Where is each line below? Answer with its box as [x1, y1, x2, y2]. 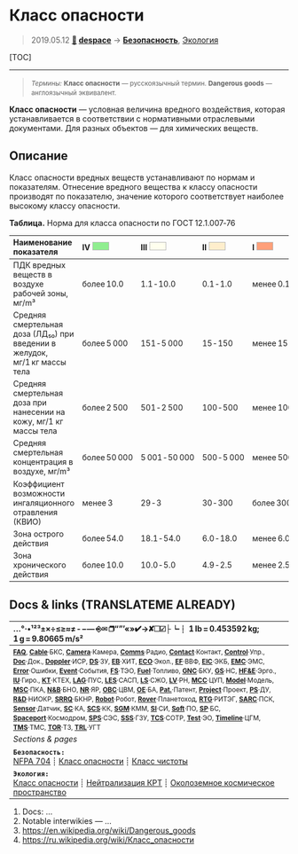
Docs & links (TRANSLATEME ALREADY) [9, 597, 236, 612]
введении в [12, 338, 56, 349]
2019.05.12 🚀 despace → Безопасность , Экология [30, 35, 219, 45]
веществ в [12, 269, 53, 279]
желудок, [12, 347, 49, 357]
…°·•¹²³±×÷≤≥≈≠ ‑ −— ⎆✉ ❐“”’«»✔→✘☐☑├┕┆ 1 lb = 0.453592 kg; [12, 623, 260, 634]
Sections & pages [12, 733, 78, 745]
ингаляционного [12, 498, 75, 508]
